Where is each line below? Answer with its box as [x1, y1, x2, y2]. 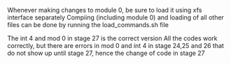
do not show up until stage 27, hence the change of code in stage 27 [7, 49, 205, 57]
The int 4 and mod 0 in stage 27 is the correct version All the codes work [7, 34, 218, 42]
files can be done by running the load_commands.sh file [7, 21, 169, 29]
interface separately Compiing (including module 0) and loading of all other [7, 13, 224, 22]
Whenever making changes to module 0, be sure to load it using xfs [7, 6, 202, 14]
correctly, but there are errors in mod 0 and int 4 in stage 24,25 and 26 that [7, 42, 224, 49]
